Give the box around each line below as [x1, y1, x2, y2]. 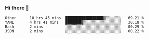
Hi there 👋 [5, 4, 30, 11]
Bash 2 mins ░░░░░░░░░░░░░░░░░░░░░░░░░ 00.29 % [5, 24, 144, 29]
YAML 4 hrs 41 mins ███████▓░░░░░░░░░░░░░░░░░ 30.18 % [5, 20, 144, 25]
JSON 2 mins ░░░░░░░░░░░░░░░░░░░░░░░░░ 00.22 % [5, 29, 144, 34]
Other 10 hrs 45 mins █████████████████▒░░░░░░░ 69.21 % [5, 16, 144, 21]
